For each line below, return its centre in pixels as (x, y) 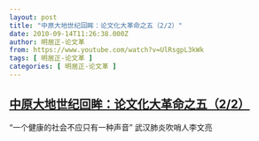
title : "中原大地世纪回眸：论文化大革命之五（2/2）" (96, 26)
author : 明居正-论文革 (47, 42)
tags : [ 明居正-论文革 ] (51, 58)
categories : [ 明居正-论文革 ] (63, 67)
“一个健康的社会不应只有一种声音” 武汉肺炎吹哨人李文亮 (111, 127)
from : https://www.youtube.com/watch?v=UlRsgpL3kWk (106, 50)
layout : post (33, 17)
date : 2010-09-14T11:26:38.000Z (69, 33)
